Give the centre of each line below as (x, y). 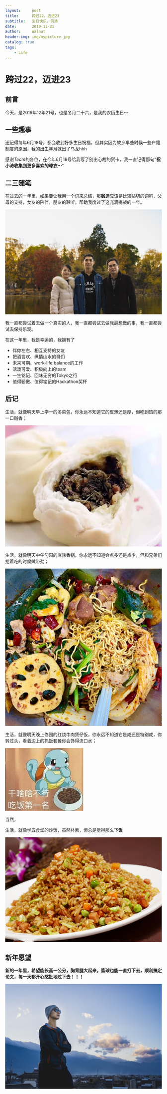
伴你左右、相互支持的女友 (39, 350)
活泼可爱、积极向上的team (39, 369)
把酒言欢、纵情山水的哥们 (39, 357)
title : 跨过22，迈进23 (32, 16)
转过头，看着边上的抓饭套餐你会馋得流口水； (51, 740)
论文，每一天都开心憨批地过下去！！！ (44, 977)
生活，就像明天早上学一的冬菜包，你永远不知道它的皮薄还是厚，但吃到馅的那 (83, 411)
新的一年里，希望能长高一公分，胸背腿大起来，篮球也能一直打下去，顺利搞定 (83, 970)
